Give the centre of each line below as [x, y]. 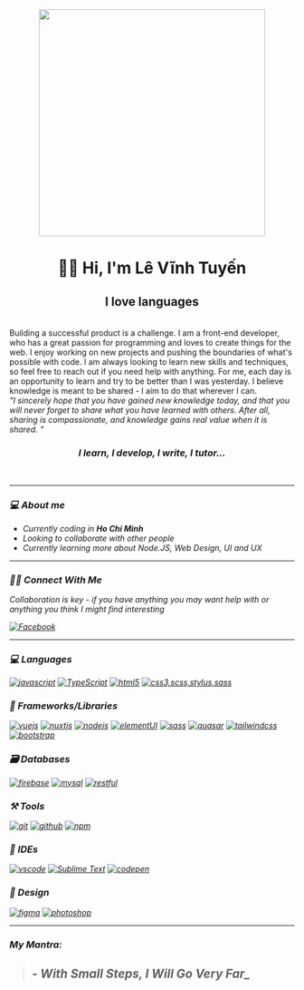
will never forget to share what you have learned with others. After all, [140, 410]
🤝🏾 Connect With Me [56, 580]
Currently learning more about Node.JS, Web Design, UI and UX [142, 547]
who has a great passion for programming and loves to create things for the [150, 343]
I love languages [152, 302]
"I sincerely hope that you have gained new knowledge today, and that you [150, 400]
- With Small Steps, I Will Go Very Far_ [141, 973]
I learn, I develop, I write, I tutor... [152, 453]
